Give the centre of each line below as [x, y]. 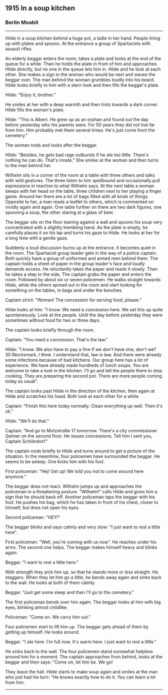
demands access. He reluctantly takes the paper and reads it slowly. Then [81, 269]
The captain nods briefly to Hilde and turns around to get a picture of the [80, 451]
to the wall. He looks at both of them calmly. [50, 582]
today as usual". [22, 381]
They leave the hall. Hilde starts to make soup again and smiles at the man [82, 671]
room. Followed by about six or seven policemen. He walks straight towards [83, 279]
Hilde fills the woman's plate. [35, 110]
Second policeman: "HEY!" [33, 517]
